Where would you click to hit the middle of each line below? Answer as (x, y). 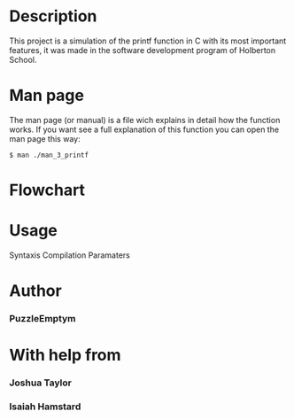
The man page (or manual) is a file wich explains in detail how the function (145, 120)
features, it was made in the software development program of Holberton (143, 50)
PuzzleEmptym (43, 319)
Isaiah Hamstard (45, 407)
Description (53, 16)
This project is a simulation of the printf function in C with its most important (148, 41)
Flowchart (47, 190)
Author (35, 291)
